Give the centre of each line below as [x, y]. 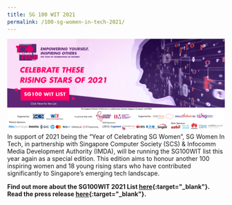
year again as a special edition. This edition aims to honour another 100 [108, 159]
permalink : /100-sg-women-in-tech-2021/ [66, 22]
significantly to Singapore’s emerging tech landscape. [84, 173]
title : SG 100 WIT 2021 [41, 14]
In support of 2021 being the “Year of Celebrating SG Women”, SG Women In [116, 137]
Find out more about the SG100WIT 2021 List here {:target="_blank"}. [109, 187]
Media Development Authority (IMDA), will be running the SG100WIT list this [115, 151]
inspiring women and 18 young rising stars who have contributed [99, 166]
